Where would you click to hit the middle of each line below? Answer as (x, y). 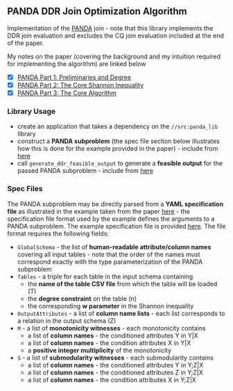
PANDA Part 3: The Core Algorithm (67, 92)
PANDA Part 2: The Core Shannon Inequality (80, 85)
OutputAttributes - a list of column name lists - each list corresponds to (121, 313)
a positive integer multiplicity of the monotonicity (100, 350)
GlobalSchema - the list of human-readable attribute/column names (114, 247)
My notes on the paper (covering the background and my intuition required (114, 56)
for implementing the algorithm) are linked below (77, 64)
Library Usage (32, 111)
